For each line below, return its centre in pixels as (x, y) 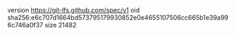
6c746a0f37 (25, 25)
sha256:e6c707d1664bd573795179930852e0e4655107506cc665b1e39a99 (118, 17)
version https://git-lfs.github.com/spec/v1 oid (74, 10)
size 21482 (61, 25)
